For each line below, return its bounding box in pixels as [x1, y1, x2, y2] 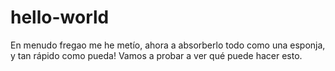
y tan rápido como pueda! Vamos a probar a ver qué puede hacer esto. [10, 49, 303, 61]
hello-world [10, 6, 110, 29]
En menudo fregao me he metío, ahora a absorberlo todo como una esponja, [10, 39, 326, 51]
